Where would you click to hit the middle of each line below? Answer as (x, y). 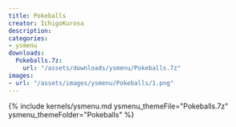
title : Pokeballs (37, 16)
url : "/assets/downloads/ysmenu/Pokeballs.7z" (102, 68)
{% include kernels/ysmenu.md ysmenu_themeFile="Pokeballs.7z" (118, 106)
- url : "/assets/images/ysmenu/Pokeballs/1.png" (91, 83)
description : (30, 31)
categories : (28, 38)
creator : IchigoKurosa (46, 23)
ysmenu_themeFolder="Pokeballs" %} (71, 114)
